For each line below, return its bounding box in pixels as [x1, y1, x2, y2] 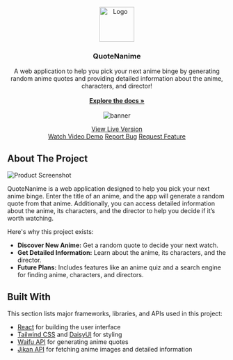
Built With [7, 291, 51, 303]
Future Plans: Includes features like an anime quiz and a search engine [17, 263, 221, 272]
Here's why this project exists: [7, 228, 94, 236]
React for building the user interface [17, 322, 121, 331]
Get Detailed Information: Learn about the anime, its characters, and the [17, 249, 226, 257]
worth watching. [7, 214, 54, 223]
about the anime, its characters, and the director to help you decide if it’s [7, 207, 216, 215]
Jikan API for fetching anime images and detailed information [17, 345, 193, 353]
